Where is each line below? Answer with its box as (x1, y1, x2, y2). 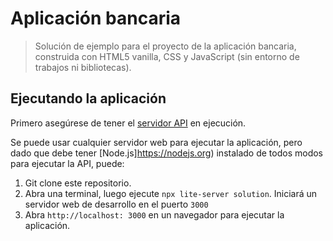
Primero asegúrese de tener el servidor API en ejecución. (10, 117, 247, 129)
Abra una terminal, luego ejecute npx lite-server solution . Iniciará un (24, 187, 318, 199)
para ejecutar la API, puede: (10, 157, 125, 169)
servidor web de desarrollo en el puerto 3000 (24, 198, 209, 210)
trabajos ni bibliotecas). (34, 61, 132, 73)
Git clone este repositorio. (24, 177, 132, 189)
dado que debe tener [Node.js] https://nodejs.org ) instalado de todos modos (10, 147, 324, 159)
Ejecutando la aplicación (10, 90, 167, 107)
